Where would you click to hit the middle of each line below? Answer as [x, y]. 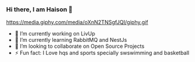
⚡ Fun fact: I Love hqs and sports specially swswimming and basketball [102, 53]
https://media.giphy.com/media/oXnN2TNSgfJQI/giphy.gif [77, 22]
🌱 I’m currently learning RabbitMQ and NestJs [71, 40]
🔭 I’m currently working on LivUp [55, 34]
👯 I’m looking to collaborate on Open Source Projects [79, 46]
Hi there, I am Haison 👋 [40, 9]
